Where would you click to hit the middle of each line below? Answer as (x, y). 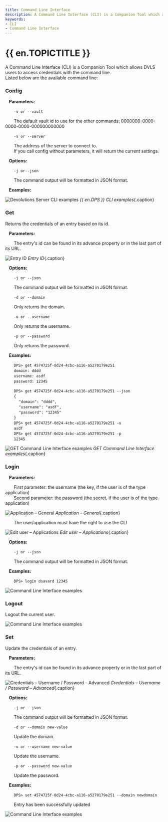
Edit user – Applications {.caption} (94, 532)
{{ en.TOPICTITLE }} (48, 53)
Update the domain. (34, 736)
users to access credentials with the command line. (58, 73)
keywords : (15, 19)
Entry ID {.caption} (46, 258)
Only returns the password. (42, 345)
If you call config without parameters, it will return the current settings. (86, 151)
